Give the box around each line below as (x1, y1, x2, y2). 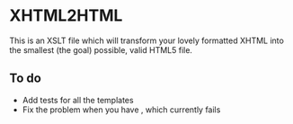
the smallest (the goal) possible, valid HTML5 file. (9, 44, 193, 55)
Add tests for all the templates (22, 94, 134, 105)
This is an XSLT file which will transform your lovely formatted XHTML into (9, 35, 285, 46)
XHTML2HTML (9, 5, 123, 26)
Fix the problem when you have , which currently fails (22, 104, 221, 115)
